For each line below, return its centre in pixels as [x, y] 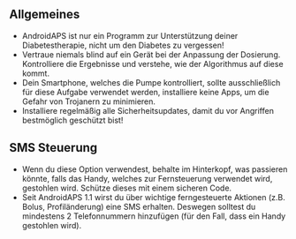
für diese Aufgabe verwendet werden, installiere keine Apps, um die [145, 92]
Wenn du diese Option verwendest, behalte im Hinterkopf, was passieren [155, 169]
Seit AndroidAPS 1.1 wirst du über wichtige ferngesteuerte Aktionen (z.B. [153, 197]
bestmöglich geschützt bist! [72, 120]
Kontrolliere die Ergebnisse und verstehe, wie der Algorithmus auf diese [153, 63]
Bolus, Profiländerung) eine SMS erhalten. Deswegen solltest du [139, 206]
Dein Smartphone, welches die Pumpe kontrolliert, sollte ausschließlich [151, 82]
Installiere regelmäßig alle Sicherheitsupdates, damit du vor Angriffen [148, 110]
